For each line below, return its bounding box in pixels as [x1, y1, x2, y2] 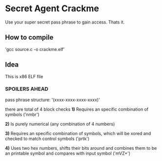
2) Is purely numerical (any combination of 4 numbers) [5, 121, 115, 127]
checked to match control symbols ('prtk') [5, 136, 90, 141]
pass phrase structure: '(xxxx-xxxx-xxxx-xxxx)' [5, 96, 100, 103]
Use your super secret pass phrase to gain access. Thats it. [5, 19, 125, 25]
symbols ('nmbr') [5, 111, 40, 117]
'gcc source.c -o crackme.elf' [5, 46, 65, 52]
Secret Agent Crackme [5, 3, 99, 14]
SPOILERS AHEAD [5, 86, 49, 92]
